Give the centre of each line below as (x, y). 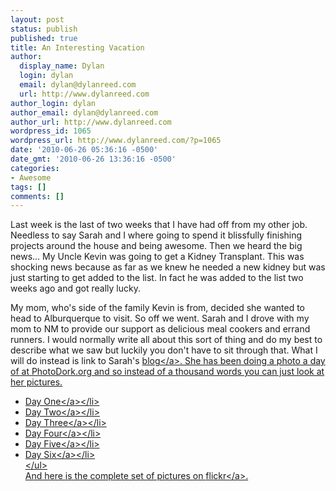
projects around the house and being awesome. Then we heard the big (156, 246)
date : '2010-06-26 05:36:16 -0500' (84, 150)
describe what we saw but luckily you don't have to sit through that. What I (164, 350)
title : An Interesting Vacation (77, 47)
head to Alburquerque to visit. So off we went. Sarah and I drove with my (160, 318)
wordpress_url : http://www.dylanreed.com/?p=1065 (116, 141)
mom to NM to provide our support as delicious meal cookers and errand (160, 329)
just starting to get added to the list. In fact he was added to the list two (157, 278)
